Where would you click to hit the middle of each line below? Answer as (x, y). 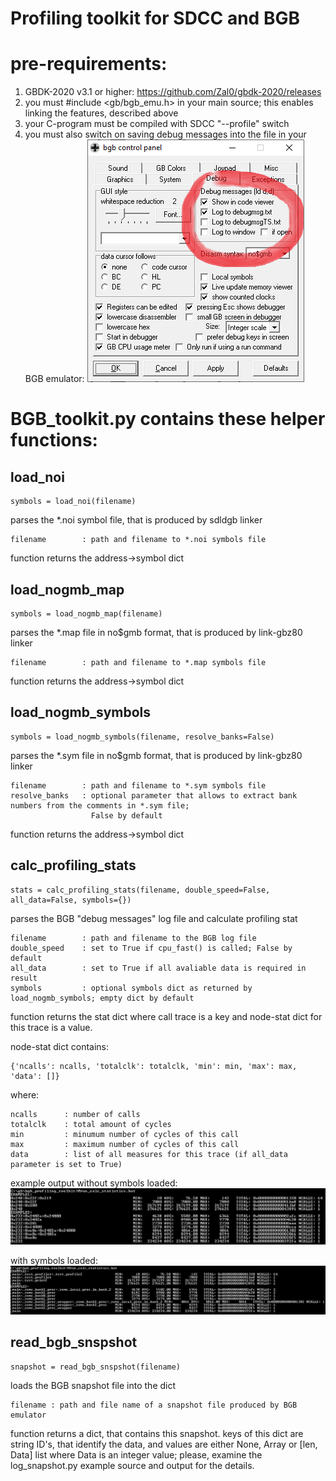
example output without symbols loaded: (94, 1183)
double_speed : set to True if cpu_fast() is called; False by (151, 948)
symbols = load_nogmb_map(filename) (86, 613)
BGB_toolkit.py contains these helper (168, 419)
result (24, 978)
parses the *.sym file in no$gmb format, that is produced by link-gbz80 (156, 755)
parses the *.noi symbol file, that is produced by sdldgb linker (136, 520)
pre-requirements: (89, 64)
